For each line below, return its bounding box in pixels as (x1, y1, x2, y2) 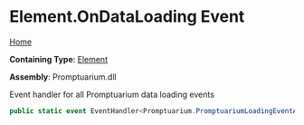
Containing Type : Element (9, 53, 109, 64)
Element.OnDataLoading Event (9, 6, 245, 27)
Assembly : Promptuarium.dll (9, 71, 117, 82)
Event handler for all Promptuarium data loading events (9, 89, 215, 100)
